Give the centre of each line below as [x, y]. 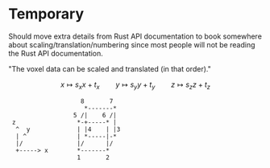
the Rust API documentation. [56, 53]
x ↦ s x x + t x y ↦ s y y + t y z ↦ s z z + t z [135, 85]
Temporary [46, 14]
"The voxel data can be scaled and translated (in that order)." [110, 68]
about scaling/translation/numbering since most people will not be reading [132, 44]
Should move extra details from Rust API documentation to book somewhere [135, 36]
